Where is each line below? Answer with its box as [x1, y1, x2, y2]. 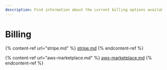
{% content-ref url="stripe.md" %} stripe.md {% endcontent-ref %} [5, 45, 144, 51]
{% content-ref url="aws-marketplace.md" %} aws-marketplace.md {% [5, 55, 153, 61]
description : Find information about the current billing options [5, 7, 146, 12]
